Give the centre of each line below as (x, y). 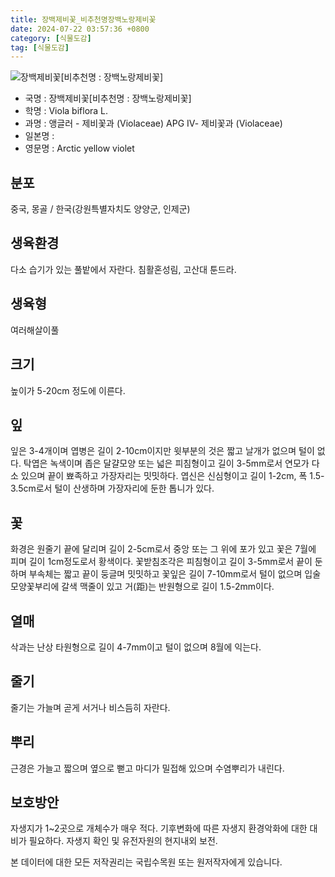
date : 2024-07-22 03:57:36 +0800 (80, 29)
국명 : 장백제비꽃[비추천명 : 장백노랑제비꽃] (108, 98)
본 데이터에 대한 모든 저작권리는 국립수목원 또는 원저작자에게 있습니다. (146, 862)
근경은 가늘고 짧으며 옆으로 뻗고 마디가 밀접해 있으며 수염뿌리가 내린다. (147, 768)
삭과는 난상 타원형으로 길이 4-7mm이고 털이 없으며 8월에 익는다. (136, 647)
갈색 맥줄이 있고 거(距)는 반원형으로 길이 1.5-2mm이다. (168, 587)
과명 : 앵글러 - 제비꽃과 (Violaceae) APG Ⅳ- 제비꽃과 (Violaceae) (153, 123)
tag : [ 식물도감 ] (40, 47)
